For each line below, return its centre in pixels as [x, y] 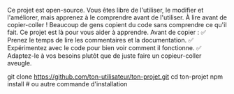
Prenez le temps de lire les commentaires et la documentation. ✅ [101, 40]
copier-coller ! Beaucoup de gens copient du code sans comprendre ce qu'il [117, 25]
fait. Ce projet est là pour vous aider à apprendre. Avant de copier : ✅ [107, 32]
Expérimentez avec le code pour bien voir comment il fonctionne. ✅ [104, 48]
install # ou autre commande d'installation [67, 84]
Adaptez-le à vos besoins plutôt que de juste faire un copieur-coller [104, 56]
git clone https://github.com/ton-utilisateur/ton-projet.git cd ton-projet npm [115, 77]
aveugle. [20, 63]
